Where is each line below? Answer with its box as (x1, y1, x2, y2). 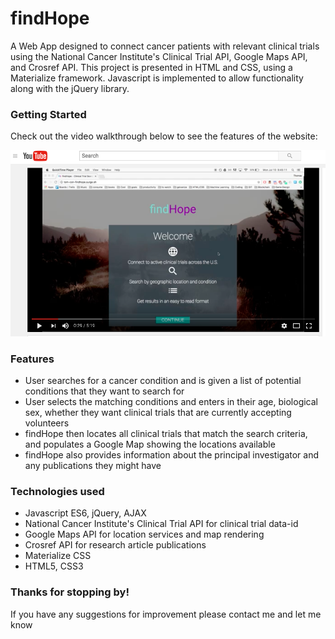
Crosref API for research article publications (24, 539, 207, 551)
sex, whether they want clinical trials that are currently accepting (24, 407, 292, 419)
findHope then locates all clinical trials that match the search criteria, (24, 428, 308, 440)
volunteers (24, 417, 70, 429)
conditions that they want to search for (24, 385, 185, 397)
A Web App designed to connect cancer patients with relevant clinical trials (10, 40, 320, 52)
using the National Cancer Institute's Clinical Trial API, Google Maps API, (10, 50, 308, 62)
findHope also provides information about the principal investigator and (24, 449, 320, 461)
